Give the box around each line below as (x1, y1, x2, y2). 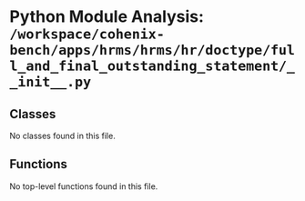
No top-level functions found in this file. (9, 180, 158, 192)
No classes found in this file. (9, 130, 116, 141)
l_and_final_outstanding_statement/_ (9, 57, 296, 75)
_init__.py (9, 74, 92, 91)
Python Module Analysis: (9, 6, 205, 27)
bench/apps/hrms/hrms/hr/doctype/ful (9, 42, 296, 59)
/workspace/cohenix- (9, 25, 166, 43)
